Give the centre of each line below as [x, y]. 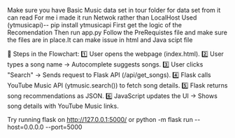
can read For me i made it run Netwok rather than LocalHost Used [102, 18]
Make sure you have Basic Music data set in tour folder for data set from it [114, 10]
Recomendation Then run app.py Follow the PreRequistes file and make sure [117, 32]
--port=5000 [64, 127]
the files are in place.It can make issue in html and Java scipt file [100, 40]
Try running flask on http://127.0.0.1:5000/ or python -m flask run [100, 119]
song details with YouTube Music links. [63, 106]
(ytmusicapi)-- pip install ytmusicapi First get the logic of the [94, 25]
